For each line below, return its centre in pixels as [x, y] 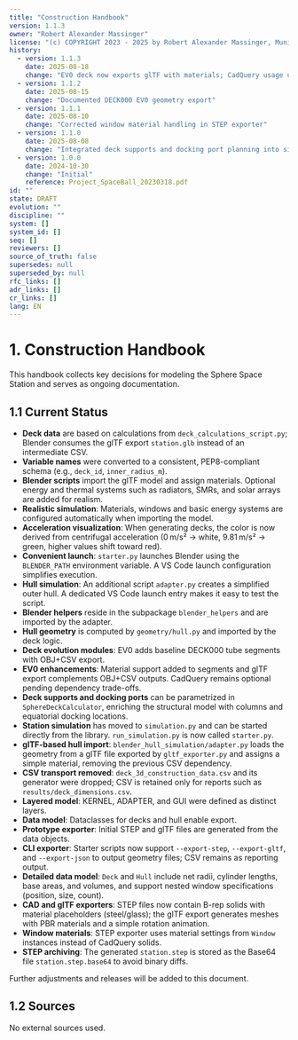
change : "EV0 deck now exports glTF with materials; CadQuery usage [154, 75]
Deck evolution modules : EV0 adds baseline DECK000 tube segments [151, 650]
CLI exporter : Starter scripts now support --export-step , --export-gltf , [154, 848]
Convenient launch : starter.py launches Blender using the [130, 556]
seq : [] [24, 240]
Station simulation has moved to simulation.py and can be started [145, 725]
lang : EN [25, 306]
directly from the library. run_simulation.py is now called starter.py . [148, 735]
